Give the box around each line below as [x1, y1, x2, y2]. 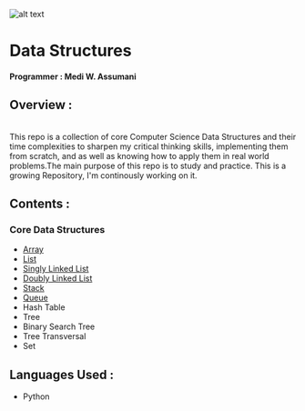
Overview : [9, 97, 73, 113]
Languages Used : [9, 366, 115, 382]
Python [22, 391, 50, 402]
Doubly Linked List [22, 273, 93, 284]
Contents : [9, 195, 70, 211]
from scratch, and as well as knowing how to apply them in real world [9, 150, 270, 161]
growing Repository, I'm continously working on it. [9, 169, 198, 181]
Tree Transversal [22, 331, 86, 342]
